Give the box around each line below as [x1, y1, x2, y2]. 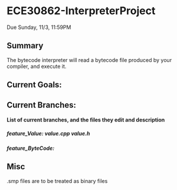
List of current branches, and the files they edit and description [6, 116, 165, 123]
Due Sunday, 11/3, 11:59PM [6, 24, 71, 31]
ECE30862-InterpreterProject [6, 4, 156, 18]
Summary [6, 41, 44, 51]
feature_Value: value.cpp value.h [6, 130, 90, 137]
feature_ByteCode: [6, 145, 55, 152]
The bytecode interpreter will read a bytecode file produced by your [6, 56, 172, 63]
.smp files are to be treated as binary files [6, 177, 108, 184]
